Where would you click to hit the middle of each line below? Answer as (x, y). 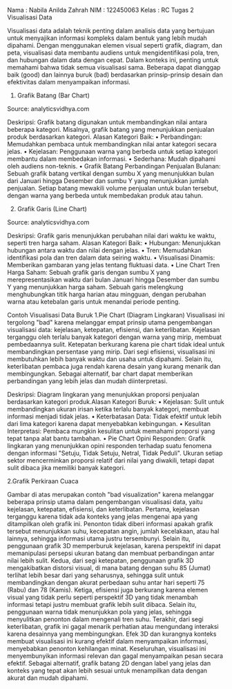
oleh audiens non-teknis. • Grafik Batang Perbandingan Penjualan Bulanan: (114, 166)
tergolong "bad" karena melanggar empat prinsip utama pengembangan (110, 322)
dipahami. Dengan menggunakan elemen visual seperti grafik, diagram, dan (115, 45)
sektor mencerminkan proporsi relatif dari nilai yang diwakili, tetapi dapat (111, 460)
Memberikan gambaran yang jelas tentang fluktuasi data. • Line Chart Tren (114, 265)
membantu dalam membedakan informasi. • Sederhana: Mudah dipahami (112, 159)
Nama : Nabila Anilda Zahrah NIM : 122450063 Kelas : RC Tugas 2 (101, 10)
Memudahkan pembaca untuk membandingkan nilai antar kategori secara (112, 144)
